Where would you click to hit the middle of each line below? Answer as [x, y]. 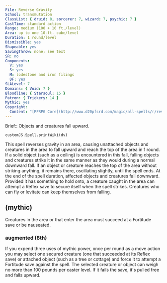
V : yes [16, 65]
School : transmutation [29, 14]
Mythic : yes [17, 103]
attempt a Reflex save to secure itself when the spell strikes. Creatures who [83, 186]
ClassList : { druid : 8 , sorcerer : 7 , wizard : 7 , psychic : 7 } [71, 19]
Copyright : [16, 107]
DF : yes [18, 79]
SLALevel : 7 [17, 84]
